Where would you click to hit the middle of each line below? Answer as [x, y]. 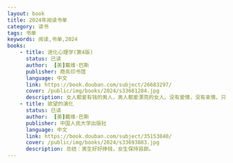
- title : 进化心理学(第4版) [57, 53]
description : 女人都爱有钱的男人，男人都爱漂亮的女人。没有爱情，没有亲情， [123, 98]
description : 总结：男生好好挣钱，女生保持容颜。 [90, 149]
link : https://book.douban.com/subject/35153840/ [98, 136]
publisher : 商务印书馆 [56, 71]
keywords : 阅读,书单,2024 [43, 40]
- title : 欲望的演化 [47, 104]
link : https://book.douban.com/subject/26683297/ [98, 85]
